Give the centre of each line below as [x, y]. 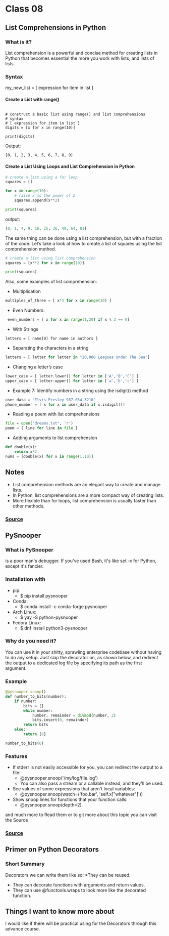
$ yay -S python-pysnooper [49, 617]
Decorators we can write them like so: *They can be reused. [68, 875]
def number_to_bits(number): [36, 697]
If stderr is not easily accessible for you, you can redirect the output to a [88, 768]
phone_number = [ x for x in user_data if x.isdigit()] [65, 405]
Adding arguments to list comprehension [55, 438]
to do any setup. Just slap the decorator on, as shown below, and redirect [82, 657]
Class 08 [24, 9]
